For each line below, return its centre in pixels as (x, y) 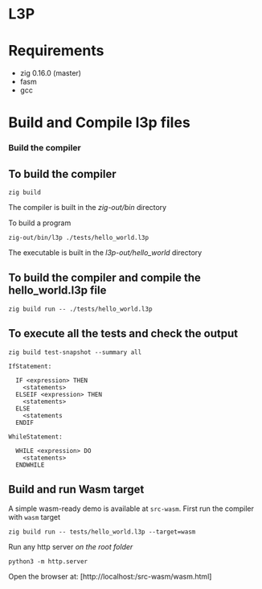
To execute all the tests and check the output (123, 334)
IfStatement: (30, 366)
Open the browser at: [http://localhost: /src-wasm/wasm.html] (110, 577)
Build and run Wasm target (76, 490)
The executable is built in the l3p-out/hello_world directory (105, 253)
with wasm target (35, 517)
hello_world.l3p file (57, 290)
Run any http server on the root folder (71, 547)
